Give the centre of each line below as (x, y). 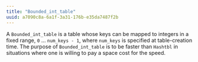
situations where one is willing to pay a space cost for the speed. (86, 53)
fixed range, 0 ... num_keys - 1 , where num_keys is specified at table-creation (99, 40)
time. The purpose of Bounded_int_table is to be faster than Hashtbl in (92, 46)
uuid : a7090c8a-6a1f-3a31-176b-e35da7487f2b (62, 17)
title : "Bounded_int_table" (41, 12)
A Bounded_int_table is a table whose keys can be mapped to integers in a (98, 34)
